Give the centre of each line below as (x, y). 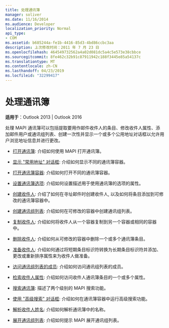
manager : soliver (23, 15)
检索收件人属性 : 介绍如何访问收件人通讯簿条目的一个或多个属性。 (80, 277)
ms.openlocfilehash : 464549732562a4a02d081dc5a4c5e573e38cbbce (73, 52)
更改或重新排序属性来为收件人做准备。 (52, 256)
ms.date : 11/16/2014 (27, 19)
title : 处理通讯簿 (23, 10)
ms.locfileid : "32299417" (32, 76)
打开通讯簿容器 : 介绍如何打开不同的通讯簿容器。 (62, 173)
